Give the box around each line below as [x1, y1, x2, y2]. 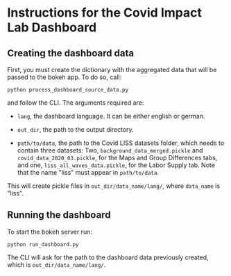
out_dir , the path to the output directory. [17, 126, 134, 133]
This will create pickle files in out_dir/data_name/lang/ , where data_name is [7, 182, 221, 190]
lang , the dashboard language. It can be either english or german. [17, 112, 205, 120]
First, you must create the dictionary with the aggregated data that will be [7, 66, 217, 74]
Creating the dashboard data [7, 47, 134, 59]
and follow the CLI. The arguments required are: [7, 98, 144, 107]
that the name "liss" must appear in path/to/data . [17, 169, 160, 176]
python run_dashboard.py [7, 241, 79, 248]
